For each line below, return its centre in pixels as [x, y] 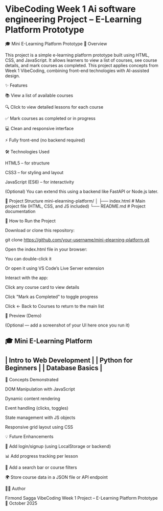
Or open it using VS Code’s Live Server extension [55, 268]
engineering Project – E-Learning [73, 19]
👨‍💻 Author [15, 488]
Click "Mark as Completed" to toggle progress [52, 297]
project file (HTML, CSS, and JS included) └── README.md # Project [75, 206]
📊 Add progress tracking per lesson [42, 456]
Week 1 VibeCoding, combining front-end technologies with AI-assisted [77, 70]
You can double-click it [28, 258]
